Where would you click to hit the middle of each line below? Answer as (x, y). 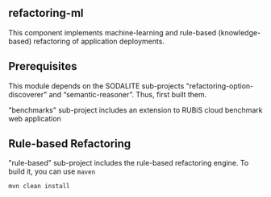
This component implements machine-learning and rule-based (113, 32)
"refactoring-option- (220, 86)
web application (35, 118)
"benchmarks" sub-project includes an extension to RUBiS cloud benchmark (136, 110)
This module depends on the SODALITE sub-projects (96, 86)
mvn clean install (39, 187)
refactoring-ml (46, 13)
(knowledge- (240, 32)
